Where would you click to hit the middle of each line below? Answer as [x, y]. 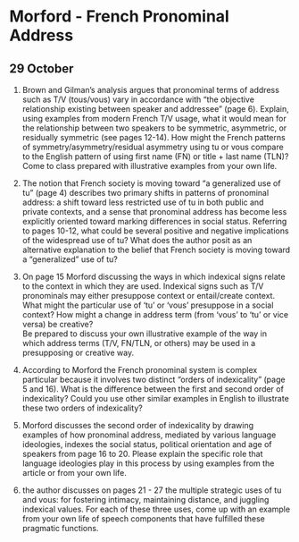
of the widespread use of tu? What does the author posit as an [137, 240]
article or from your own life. [75, 473]
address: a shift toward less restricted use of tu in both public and [143, 202]
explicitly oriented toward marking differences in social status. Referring [154, 221]
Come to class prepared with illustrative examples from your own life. [149, 166]
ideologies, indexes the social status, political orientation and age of [147, 444]
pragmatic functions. [60, 528]
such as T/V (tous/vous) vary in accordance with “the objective [138, 99]
